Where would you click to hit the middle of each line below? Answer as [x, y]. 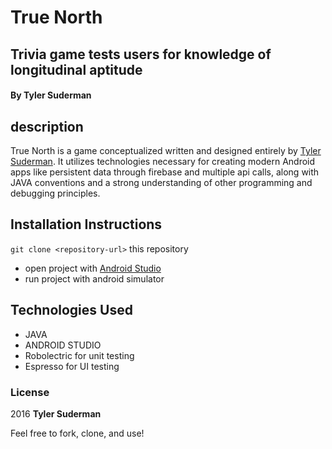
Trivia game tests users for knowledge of [141, 54]
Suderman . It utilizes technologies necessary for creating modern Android [163, 161]
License [30, 392]
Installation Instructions [86, 224]
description [47, 126]
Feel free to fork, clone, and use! [77, 433]
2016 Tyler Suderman [56, 413]
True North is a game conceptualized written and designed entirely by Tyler [166, 150]
